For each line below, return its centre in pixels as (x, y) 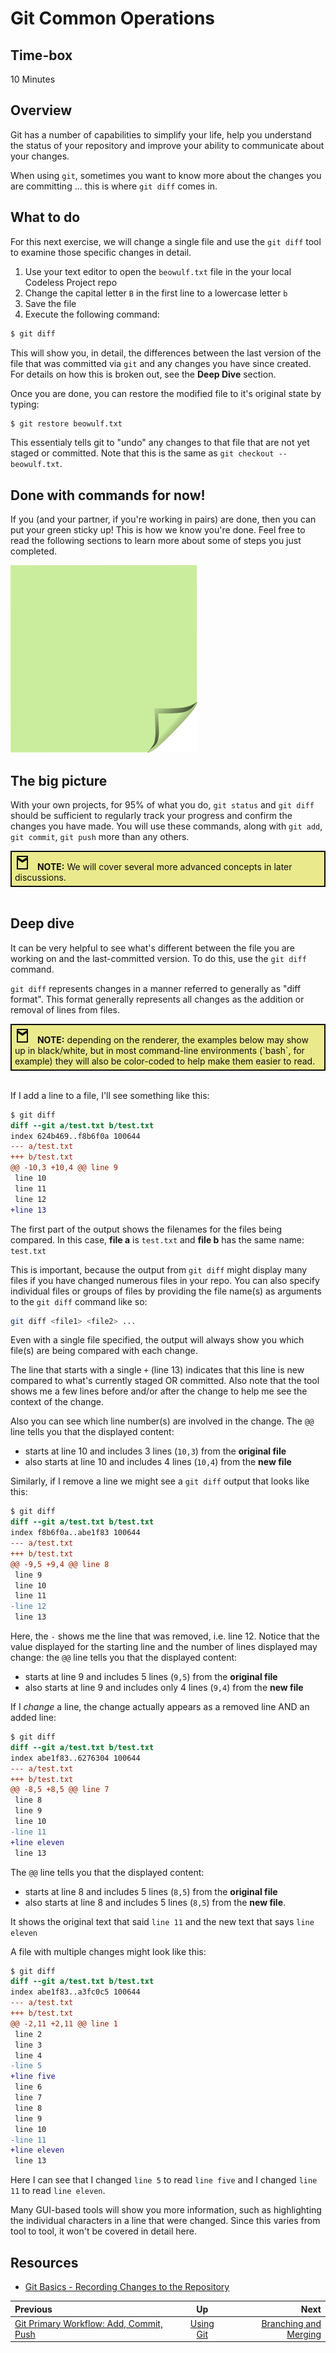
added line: (33, 1718)
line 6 (28, 2087)
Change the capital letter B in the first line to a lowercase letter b (156, 293)
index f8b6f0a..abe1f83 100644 (75, 1533)
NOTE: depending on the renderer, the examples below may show (172, 1039)
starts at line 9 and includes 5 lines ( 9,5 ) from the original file (151, 1677)
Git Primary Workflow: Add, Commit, (88, 2323)
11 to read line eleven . (58, 2191)
